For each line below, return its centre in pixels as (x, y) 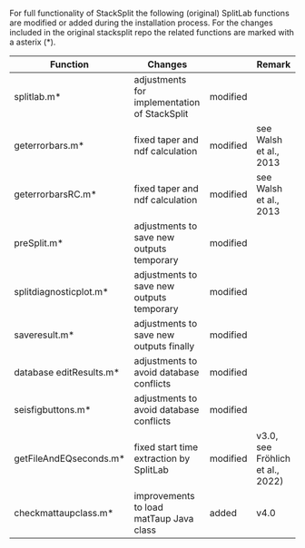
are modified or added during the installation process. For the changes (142, 23)
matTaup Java (164, 519)
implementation (167, 102)
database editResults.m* (67, 372)
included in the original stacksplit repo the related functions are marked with (152, 32)
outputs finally (164, 346)
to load (148, 507)
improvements (164, 496)
